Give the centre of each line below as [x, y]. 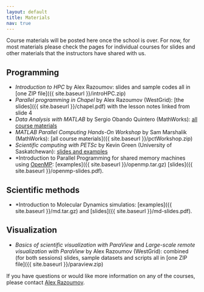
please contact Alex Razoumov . [46, 282]
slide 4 [23, 113]
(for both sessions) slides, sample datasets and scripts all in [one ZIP [101, 257]
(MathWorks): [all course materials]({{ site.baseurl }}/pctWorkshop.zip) [104, 139]
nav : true [19, 23]
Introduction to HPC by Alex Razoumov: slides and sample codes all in [103, 87]
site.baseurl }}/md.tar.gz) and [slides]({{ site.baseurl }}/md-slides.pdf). [104, 211]
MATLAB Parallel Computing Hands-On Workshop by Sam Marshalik [101, 132]
